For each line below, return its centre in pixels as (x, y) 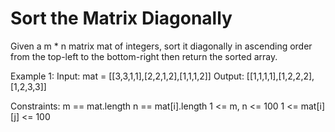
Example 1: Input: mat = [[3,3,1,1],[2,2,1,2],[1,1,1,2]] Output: (127, 76)
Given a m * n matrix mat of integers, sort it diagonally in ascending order (161, 46)
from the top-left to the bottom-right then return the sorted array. (144, 56)
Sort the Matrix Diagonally (121, 18)
